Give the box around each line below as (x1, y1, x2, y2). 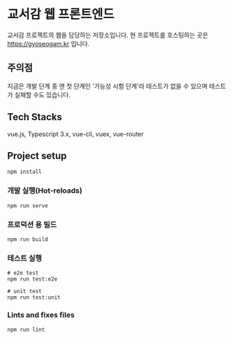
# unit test (7, 288, 42, 295)
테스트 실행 (7, 253, 43, 263)
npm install (7, 168, 42, 175)
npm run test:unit (7, 294, 61, 301)
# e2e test (7, 269, 39, 276)
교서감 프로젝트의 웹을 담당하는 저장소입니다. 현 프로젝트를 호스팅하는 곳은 (7, 31, 209, 39)
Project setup (7, 149, 68, 161)
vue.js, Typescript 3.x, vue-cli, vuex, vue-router (7, 130, 144, 138)
